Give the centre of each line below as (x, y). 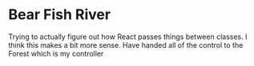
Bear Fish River (59, 15)
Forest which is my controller (56, 53)
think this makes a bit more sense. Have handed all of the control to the (126, 45)
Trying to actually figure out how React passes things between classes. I (128, 37)
